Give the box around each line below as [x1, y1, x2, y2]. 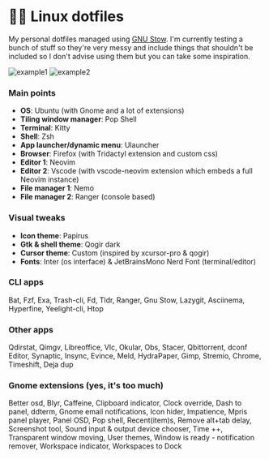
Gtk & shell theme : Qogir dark [19, 239, 121, 249]
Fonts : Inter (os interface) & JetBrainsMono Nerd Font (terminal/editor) [19, 256, 257, 266]
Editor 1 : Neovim [19, 157, 75, 167]
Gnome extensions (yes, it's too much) [8, 380, 164, 392]
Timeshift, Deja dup [8, 360, 75, 370]
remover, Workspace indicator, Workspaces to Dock [8, 441, 182, 451]
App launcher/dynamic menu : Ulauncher [19, 140, 160, 150]
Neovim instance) [19, 174, 79, 185]
